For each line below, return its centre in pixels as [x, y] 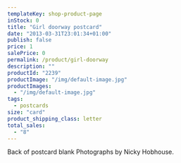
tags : [15, 99]
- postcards [31, 106]
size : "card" [26, 112]
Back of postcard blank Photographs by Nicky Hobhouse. [90, 152]
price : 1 [20, 47]
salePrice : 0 [26, 54]
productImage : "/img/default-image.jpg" [68, 79]
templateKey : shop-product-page [55, 14]
